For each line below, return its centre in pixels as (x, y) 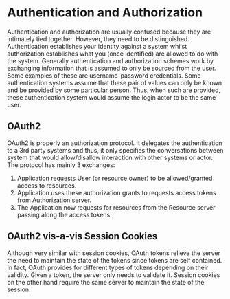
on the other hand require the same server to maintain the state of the (106, 282)
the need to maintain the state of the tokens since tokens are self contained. (115, 260)
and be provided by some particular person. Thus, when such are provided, (114, 90)
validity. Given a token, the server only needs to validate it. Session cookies (114, 275)
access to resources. (47, 185)
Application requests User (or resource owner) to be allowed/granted (115, 178)
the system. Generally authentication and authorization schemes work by (111, 60)
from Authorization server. (54, 200)
